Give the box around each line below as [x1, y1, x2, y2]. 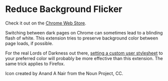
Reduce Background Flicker [5, 3, 122, 15]
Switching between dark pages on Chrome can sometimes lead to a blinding [5, 29, 163, 35]
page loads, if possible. [5, 40, 54, 46]
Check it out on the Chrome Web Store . [5, 20, 87, 26]
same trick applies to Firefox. [5, 60, 65, 66]
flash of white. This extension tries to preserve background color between [5, 35, 158, 41]
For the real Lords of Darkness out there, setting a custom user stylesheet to [5, 50, 163, 56]
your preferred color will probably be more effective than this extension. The [5, 55, 163, 61]
